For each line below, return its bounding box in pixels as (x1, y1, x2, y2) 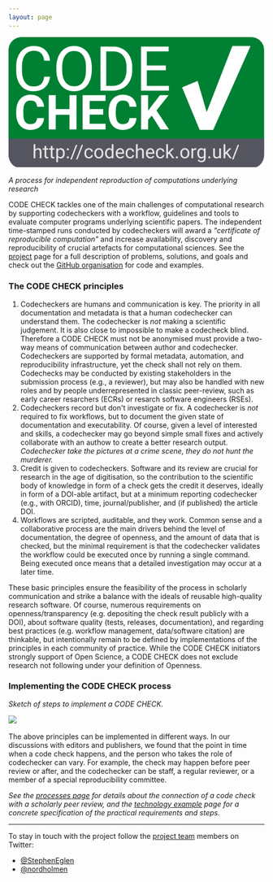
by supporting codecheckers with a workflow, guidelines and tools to (8, 208, 240, 219)
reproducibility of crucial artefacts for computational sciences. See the (8, 243, 245, 253)
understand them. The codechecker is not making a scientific (19, 316, 226, 326)
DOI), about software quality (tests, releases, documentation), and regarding (8, 617, 264, 627)
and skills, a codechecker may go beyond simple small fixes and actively (19, 428, 264, 438)
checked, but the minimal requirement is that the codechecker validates (19, 541, 261, 550)
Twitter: (8, 840, 34, 849)
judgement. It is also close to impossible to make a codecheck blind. (19, 325, 249, 335)
